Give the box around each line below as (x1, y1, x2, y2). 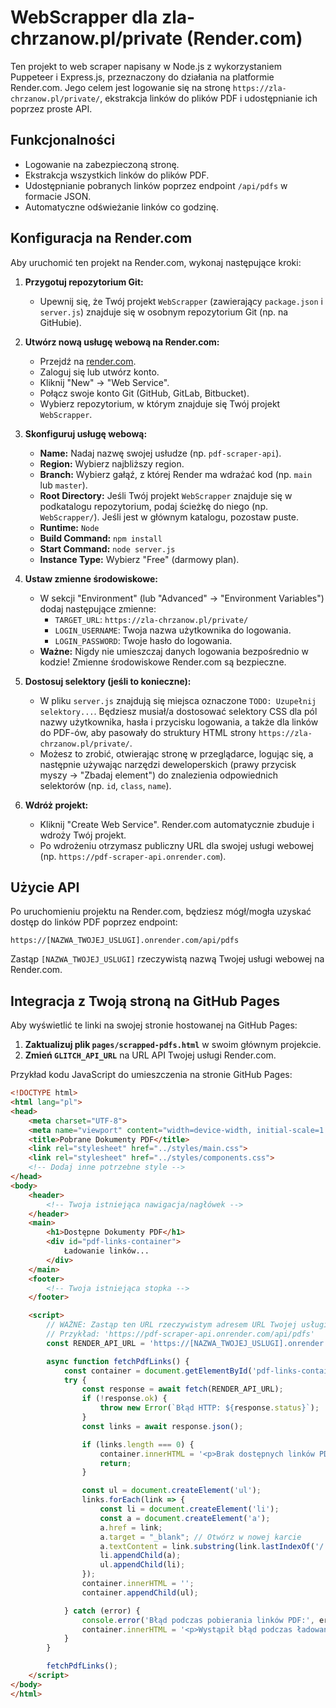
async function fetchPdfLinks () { (46, 1356, 190, 1366)
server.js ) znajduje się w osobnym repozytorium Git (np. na (39, 306, 289, 318)
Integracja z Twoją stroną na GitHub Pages (10, 992, 280, 1010)
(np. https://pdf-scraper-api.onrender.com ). (39, 850, 227, 862)
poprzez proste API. (10, 102, 93, 115)
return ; (99, 1458, 132, 1468)
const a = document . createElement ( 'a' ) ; (99, 1513, 271, 1523)
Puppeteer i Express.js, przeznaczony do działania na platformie (10, 71, 275, 83)
